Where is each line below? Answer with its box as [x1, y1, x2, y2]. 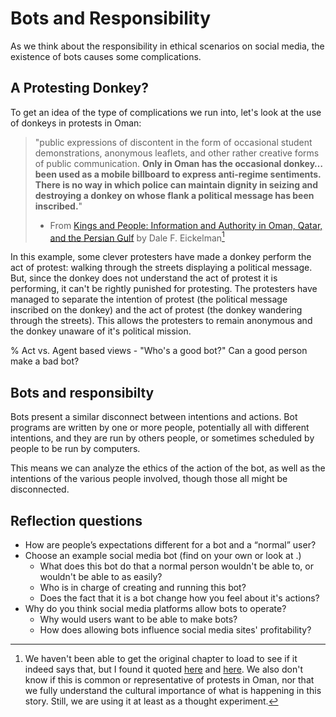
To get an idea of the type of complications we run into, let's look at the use [10, 106, 322, 118]
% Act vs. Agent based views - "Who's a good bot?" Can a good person [10, 345, 308, 357]
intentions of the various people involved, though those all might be [10, 473, 288, 485]
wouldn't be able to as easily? [39, 571, 163, 583]
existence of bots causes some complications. [10, 50, 202, 62]
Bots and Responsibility [10, 7, 212, 30]
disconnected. [10, 483, 70, 496]
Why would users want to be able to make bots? [39, 613, 238, 626]
